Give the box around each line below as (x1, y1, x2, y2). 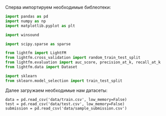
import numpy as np (5, 19, 46, 24)
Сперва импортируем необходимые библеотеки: (5, 5, 111, 10)
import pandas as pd (5, 14, 49, 19)
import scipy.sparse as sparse (5, 41, 71, 47)
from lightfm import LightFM (5, 50, 66, 56)
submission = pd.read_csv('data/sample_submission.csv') (5, 105, 127, 111)
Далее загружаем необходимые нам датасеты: (5, 87, 108, 93)
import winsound (5, 32, 39, 37)
